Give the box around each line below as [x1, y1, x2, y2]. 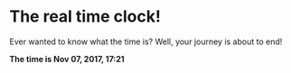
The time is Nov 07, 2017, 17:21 [9, 53, 125, 64]
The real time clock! [9, 6, 161, 27]
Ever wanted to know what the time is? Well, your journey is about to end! [9, 36, 283, 47]
